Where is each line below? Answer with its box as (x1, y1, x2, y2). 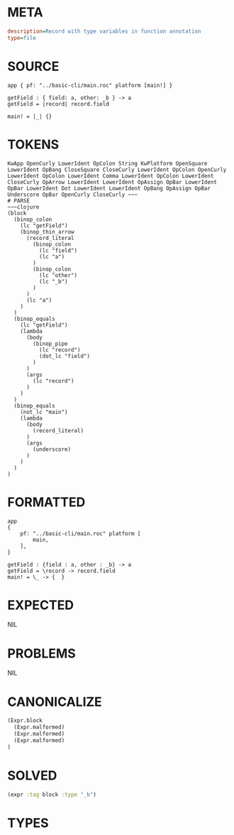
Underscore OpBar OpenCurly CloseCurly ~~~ (7, 191, 138, 198)
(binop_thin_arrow (20, 228, 74, 235)
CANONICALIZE (7, 694, 103, 710)
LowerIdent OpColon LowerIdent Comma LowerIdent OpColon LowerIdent (7, 172, 214, 180)
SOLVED (7, 768, 57, 783)
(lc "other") (38, 271, 78, 279)
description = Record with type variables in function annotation (7, 28, 201, 35)
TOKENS (7, 136, 60, 153)
